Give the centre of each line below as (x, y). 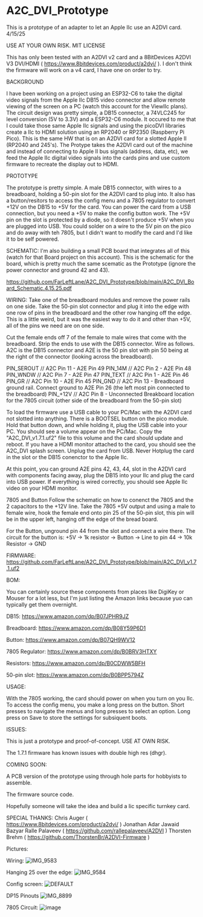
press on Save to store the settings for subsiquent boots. (77, 717)
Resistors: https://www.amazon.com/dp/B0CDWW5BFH (76, 663)
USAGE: (16, 687)
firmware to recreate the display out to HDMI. (63, 164)
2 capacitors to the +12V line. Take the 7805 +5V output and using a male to (101, 506)
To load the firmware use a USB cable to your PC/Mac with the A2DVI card (99, 412)
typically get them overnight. (42, 604)
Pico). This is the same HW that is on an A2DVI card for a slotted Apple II (97, 138)
